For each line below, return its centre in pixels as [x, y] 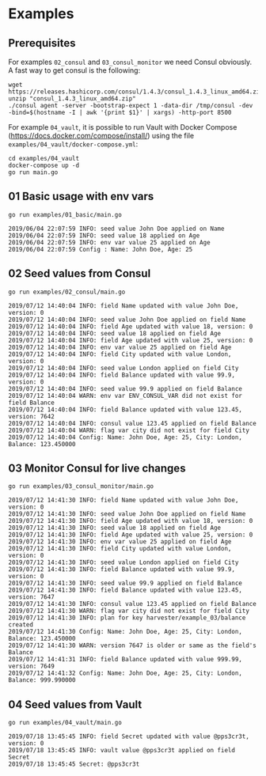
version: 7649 [32, 666]
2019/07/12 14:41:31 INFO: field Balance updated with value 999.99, [125, 660]
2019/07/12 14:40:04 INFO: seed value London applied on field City [123, 368]
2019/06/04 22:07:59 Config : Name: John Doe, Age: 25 [101, 249]
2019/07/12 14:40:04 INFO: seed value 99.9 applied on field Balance [125, 388]
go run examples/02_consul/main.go [67, 292]
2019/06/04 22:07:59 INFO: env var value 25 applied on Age [110, 242]
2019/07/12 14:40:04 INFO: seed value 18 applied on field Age [115, 333]
